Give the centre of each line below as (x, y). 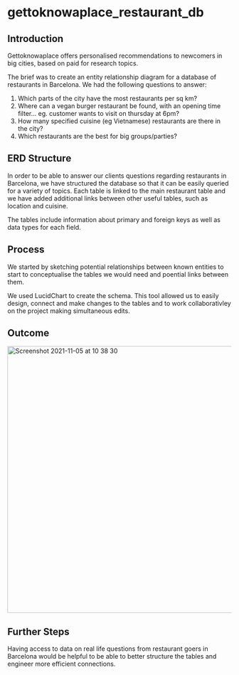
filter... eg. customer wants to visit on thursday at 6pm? (99, 113)
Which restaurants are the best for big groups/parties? (97, 136)
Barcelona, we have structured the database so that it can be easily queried (118, 183)
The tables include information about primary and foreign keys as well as (114, 219)
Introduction (36, 39)
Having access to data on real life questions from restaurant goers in (108, 649)
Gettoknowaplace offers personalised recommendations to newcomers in (115, 55)
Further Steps (38, 631)
